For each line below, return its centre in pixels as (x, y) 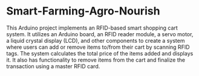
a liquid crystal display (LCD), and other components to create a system (96, 40)
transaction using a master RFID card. (53, 66)
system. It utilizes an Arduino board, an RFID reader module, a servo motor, (100, 34)
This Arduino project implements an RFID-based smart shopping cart (92, 28)
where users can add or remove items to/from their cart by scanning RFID (98, 47)
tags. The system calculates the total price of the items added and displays (100, 53)
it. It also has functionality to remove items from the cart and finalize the (96, 60)
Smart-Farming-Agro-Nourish (83, 11)
